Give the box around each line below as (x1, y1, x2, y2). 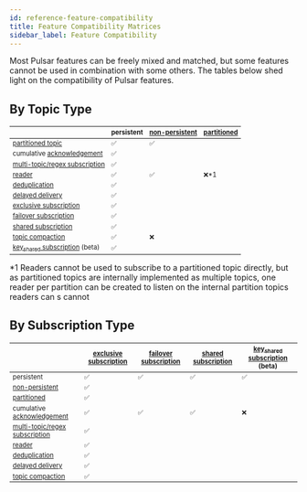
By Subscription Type (9, 317, 135, 334)
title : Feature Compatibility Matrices (9, 22, 162, 31)
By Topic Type (9, 102, 93, 117)
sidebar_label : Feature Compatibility (9, 30, 157, 39)
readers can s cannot (9, 292, 90, 303)
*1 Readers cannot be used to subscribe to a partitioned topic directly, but (9, 262, 289, 273)
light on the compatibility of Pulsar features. (9, 75, 175, 86)
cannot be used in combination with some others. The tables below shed (9, 65, 283, 76)
